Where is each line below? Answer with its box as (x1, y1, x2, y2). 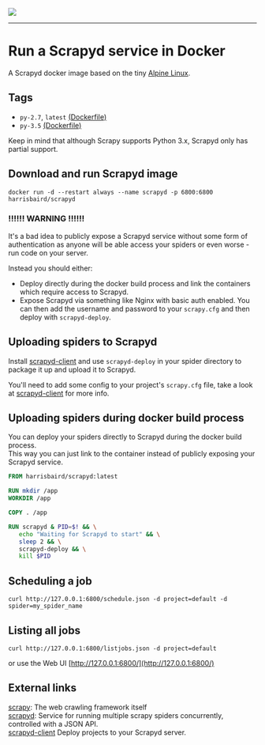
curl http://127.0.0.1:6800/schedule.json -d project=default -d (8, 596, 227, 603)
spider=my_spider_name (8, 602, 83, 611)
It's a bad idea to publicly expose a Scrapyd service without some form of (8, 231, 248, 240)
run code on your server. (8, 248, 89, 257)
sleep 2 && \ (18, 538, 62, 546)
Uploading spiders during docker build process (8, 411, 244, 425)
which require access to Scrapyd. (19, 287, 129, 297)
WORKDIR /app (8, 494, 51, 502)
